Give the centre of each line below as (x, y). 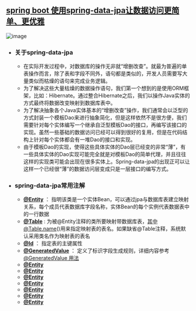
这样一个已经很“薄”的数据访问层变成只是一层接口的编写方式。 (97, 169)
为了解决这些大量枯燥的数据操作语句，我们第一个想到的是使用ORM (104, 88)
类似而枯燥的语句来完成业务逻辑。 (70, 81)
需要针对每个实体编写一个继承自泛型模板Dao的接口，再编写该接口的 (105, 125)
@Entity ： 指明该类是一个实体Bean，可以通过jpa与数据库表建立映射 (106, 200)
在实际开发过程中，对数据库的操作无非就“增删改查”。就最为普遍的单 (105, 66)
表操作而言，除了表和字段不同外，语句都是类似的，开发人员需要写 (103, 74)
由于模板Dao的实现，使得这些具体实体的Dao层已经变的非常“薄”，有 (104, 147)
